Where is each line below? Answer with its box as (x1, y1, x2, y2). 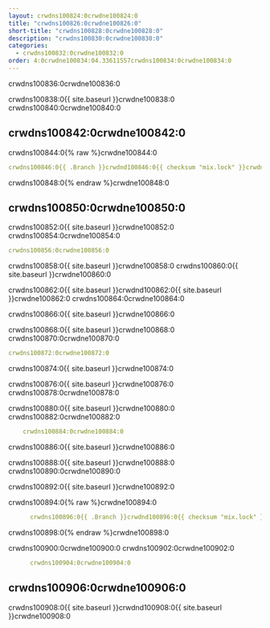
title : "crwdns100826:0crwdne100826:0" (8, 19, 142, 27)
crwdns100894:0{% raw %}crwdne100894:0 (8, 498, 157, 507)
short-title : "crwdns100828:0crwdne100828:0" (8, 27, 163, 35)
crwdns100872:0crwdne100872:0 (8, 349, 110, 357)
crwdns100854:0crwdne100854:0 (8, 231, 121, 241)
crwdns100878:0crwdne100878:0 (8, 388, 120, 398)
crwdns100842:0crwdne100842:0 (8, 126, 186, 140)
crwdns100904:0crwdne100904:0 (29, 559, 131, 567)
